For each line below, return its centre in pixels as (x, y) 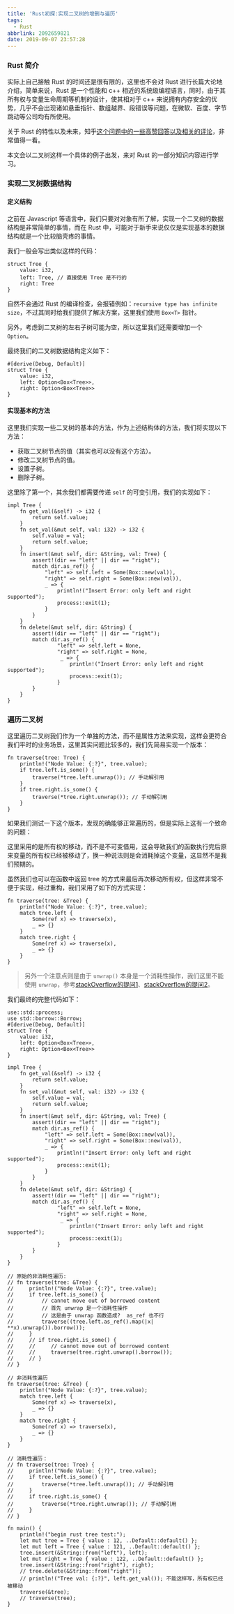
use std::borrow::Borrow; (45, 1019)
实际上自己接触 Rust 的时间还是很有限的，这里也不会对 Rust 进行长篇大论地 (115, 82)
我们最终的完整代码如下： (44, 999)
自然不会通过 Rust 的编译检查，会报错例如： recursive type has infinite (112, 304)
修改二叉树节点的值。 (48, 459)
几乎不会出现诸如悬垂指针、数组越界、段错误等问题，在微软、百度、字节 (123, 108)
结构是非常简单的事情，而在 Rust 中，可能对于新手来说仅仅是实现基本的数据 (116, 227)
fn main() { (24, 1529)
